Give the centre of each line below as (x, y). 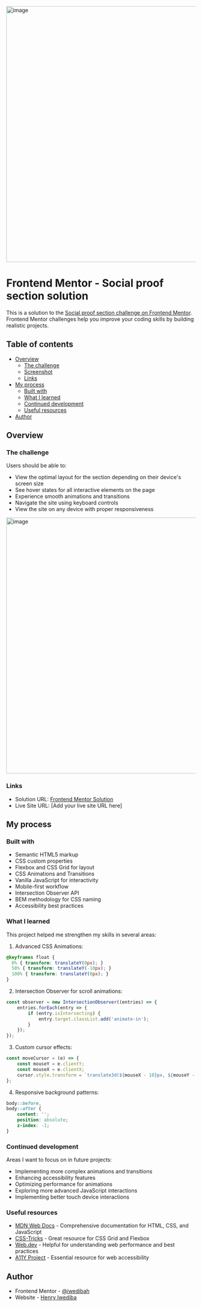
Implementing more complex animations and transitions (84, 1172)
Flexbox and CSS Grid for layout (54, 868)
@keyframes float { (31, 957)
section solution (47, 296)
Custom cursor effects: (43, 1048)
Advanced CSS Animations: (49, 946)
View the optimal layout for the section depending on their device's (98, 477)
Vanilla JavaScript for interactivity (57, 880)
